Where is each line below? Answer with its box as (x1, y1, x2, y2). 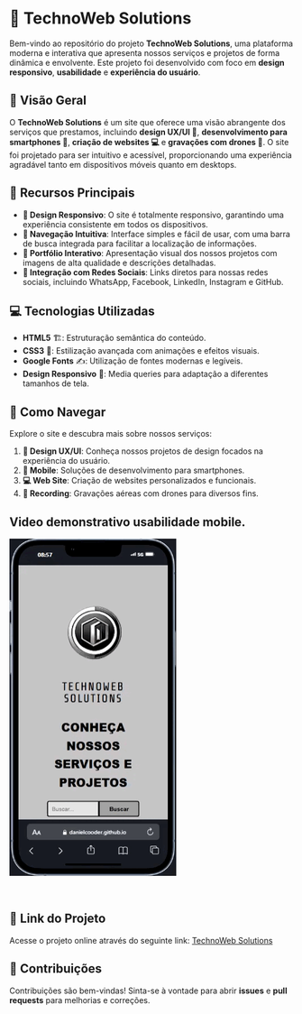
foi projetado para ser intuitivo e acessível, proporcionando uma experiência (9, 149, 293, 161)
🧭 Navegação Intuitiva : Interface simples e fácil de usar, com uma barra (22, 228, 291, 239)
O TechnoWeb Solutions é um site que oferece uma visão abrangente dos (9, 116, 286, 127)
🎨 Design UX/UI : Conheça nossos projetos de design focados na (22, 446, 264, 456)
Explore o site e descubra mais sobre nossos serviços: (9, 429, 212, 439)
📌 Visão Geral (9, 93, 87, 108)
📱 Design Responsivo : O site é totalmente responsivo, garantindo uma (22, 209, 284, 220)
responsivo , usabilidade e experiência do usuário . (9, 67, 201, 78)
